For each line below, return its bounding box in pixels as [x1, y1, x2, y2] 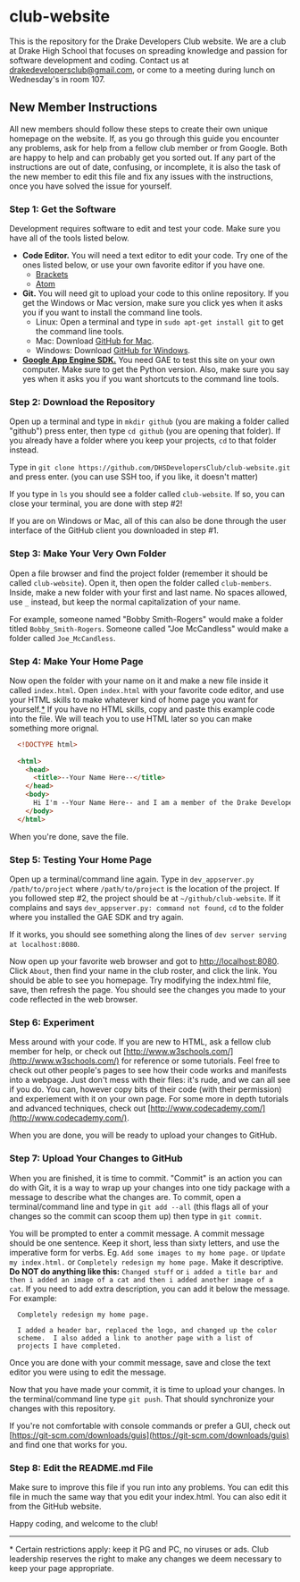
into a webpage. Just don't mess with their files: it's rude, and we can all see [9, 1075, 291, 1086]
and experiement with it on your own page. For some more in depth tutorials [9, 1094, 288, 1104]
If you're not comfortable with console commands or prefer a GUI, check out [9, 1420, 291, 1431]
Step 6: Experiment [9, 1016, 95, 1028]
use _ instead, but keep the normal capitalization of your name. [9, 596, 241, 607]
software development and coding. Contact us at [9, 55, 189, 65]
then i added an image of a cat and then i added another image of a [9, 1275, 274, 1284]
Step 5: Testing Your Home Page [9, 853, 153, 866]
